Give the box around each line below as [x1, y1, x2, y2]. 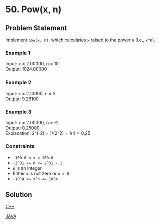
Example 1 [5, 49, 31, 56]
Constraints [5, 142, 35, 150]
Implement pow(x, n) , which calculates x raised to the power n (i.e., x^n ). [5, 37, 156, 43]
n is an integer [12, 165, 42, 171]
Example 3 [5, 108, 32, 115]
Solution [5, 190, 32, 199]
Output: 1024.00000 [5, 66, 47, 72]
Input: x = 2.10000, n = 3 [5, 90, 56, 96]
